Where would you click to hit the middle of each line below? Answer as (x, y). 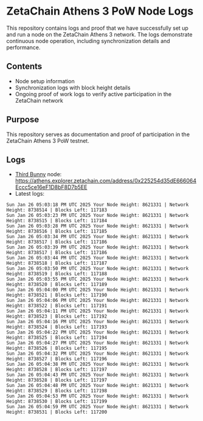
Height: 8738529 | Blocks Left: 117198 (57, 391)
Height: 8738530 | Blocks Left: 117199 (57, 402)
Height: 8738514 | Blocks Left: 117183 (57, 210)
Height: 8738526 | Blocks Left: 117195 (57, 348)
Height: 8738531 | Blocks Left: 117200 (57, 412)
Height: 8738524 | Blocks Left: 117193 (57, 327)
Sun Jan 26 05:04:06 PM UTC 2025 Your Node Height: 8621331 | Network (98, 301)
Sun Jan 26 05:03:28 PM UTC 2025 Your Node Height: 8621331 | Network (98, 226)
